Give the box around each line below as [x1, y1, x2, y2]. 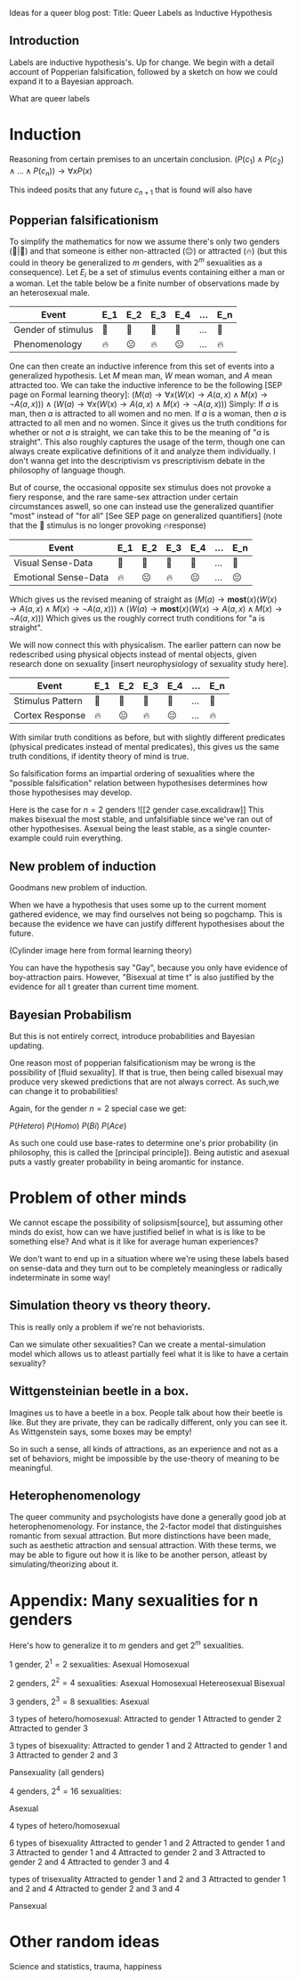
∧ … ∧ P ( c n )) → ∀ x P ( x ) [9, 165, 93, 178]
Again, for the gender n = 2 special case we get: [9, 1103, 187, 1114]
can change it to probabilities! [9, 1086, 118, 1097]
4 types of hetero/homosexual [9, 1820, 120, 1830]
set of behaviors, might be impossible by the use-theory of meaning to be [9, 1453, 280, 1464]
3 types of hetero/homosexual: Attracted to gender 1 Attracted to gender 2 [9, 1713, 282, 1724]
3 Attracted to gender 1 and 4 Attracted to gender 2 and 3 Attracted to [9, 1846, 266, 1857]
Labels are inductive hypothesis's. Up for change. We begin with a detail [9, 57, 275, 68]
